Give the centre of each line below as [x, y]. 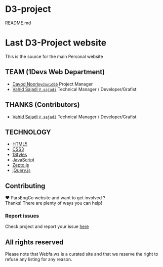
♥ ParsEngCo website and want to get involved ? [55, 198]
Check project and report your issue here [47, 226]
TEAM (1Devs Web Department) [55, 72]
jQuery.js [21, 170]
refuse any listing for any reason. [39, 259]
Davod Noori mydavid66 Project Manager [52, 84]
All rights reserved [34, 242]
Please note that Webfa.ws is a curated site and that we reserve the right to [82, 254]
